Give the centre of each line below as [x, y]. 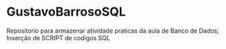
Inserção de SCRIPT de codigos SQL [59, 37]
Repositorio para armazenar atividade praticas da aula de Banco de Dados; [113, 31]
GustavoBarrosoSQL [66, 12]
